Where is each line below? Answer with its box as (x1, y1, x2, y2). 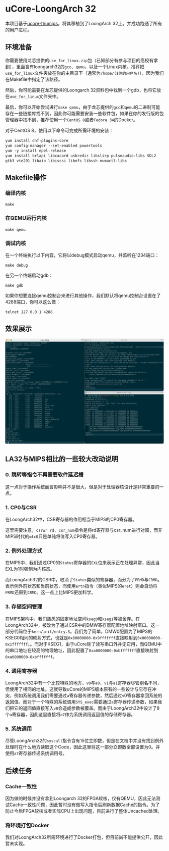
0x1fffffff (5, 642, 28, 647)
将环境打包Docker (5, 822, 49, 829)
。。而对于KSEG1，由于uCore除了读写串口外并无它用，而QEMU (27, 641, 157, 647)
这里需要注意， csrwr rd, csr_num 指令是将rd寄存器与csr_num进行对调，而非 (5, 527, 162, 533)
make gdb (5, 283, 24, 288)
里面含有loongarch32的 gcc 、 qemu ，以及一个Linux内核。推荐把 (16, 64, 145, 70)
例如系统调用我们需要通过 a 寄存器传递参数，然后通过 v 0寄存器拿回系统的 (14, 692, 162, 698)
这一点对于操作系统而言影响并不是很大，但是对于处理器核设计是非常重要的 (5, 483, 159, 490)
